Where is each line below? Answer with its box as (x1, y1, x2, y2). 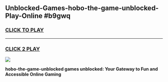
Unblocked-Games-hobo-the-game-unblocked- (5, 4, 159, 12)
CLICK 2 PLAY (5, 45, 40, 52)
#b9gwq (43, 12, 71, 20)
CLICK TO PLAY (5, 27, 44, 34)
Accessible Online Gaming (5, 71, 61, 77)
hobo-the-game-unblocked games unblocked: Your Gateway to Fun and (5, 66, 158, 72)
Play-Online (5, 12, 42, 20)
